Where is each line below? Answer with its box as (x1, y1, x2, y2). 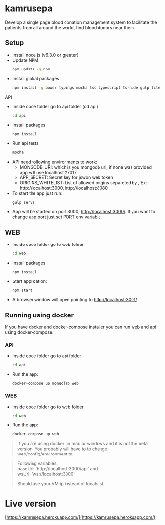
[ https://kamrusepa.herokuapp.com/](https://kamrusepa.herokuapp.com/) (5, 514, 156, 520)
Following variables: (17, 460, 58, 466)
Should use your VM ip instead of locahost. (17, 481, 105, 487)
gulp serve (12, 200, 35, 205)
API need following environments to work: (12, 159, 98, 165)
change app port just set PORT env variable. (12, 214, 102, 220)
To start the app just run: (12, 190, 63, 196)
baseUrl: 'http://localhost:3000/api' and (17, 466, 98, 472)
